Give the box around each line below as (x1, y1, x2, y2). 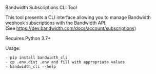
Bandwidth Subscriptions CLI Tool (5, 5, 77, 10)
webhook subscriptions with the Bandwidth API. (5, 20, 107, 26)
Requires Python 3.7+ (5, 35, 51, 41)
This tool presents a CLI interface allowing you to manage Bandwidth (5, 14, 151, 20)
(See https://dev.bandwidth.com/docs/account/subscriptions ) (5, 25, 136, 31)
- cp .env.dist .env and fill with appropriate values (5, 60, 125, 65)
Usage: (5, 45, 21, 51)
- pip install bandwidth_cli (5, 55, 68, 60)
